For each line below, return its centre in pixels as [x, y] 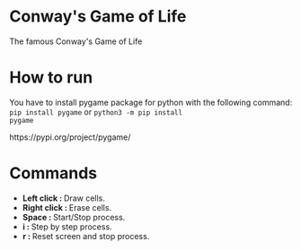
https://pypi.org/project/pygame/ [70, 137]
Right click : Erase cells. [67, 207]
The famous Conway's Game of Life [76, 41]
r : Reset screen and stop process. [86, 236]
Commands [53, 173]
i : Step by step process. [67, 227]
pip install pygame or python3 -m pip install [96, 112]
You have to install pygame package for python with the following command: [151, 102]
